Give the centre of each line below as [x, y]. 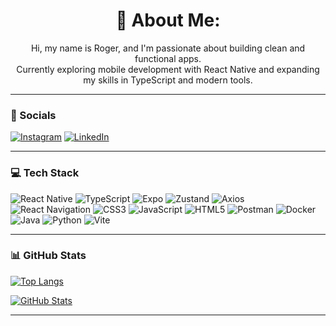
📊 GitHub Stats [48, 256]
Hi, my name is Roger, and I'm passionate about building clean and [168, 48]
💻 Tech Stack [45, 173]
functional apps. [168, 58]
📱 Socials [33, 115]
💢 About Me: [168, 20]
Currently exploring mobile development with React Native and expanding [168, 69]
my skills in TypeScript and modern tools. [168, 80]
